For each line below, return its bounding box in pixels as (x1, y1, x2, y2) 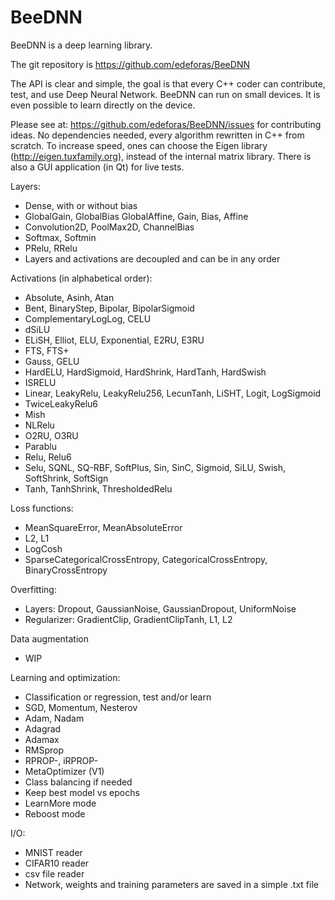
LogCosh (24, 542, 63, 555)
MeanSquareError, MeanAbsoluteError (24, 521, 183, 533)
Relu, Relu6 (24, 451, 72, 463)
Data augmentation (10, 632, 89, 645)
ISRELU (24, 376, 57, 388)
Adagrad (24, 722, 62, 735)
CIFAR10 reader (24, 857, 90, 869)
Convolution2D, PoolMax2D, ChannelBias (24, 221, 195, 233)
